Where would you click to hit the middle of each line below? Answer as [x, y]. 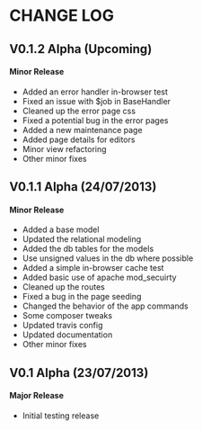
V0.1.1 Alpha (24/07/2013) [83, 187]
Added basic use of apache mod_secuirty [99, 278]
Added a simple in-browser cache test [93, 268]
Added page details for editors [79, 139]
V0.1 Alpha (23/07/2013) [79, 373]
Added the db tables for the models [88, 249]
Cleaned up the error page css [79, 111]
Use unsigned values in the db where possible [108, 258]
